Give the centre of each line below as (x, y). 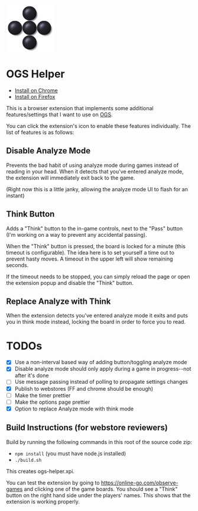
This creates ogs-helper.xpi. (40, 471)
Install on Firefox (35, 97)
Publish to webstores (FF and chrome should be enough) (84, 388)
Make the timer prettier (43, 395)
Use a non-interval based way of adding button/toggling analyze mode (101, 362)
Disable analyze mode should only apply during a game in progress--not (103, 369)
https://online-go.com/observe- (139, 483)
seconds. (17, 265)
